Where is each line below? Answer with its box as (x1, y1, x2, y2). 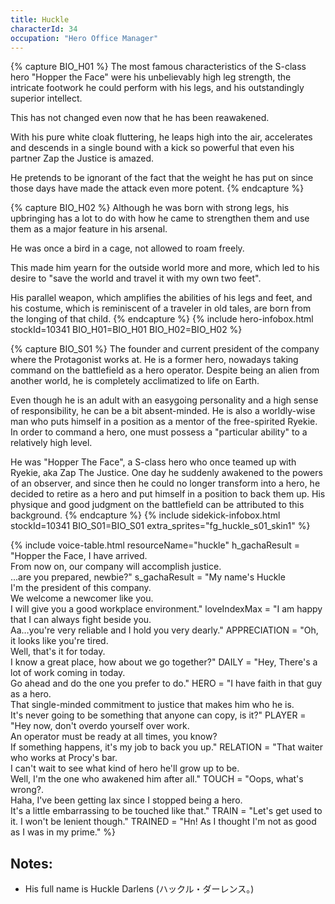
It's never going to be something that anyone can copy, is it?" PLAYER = (10, 709, 307, 721)
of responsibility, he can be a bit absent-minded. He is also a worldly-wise (10, 405, 316, 417)
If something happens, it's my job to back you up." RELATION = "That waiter (10, 741, 324, 753)
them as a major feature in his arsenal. (10, 223, 168, 235)
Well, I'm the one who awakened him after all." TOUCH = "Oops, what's (10, 773, 304, 785)
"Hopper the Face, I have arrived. (10, 550, 148, 562)
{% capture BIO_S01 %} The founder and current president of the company (10, 343, 320, 355)
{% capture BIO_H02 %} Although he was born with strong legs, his (10, 202, 290, 214)
